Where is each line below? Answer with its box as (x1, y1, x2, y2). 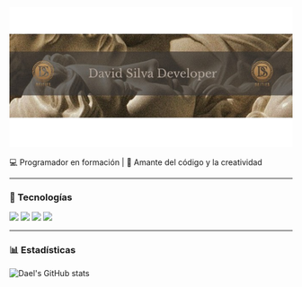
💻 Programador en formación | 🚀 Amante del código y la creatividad (9, 157, 262, 168)
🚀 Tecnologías (9, 191, 73, 204)
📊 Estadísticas (9, 244, 76, 257)
